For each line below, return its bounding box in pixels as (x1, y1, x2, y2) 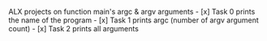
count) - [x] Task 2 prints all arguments (8, 24, 140, 33)
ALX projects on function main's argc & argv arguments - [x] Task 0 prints (8, 7, 256, 16)
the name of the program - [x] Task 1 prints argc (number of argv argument (8, 15, 260, 25)
